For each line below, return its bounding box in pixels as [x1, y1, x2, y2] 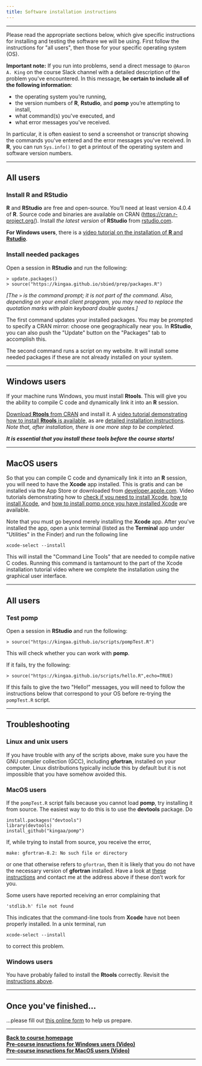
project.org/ [6, 217, 36, 224]
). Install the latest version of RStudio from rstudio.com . [35, 217, 173, 224]
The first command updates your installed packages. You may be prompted [6, 316, 194, 323]
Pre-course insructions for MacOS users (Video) [6, 1047, 130, 1055]
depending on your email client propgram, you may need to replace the [6, 298, 183, 305]
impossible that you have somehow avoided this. [6, 770, 127, 778]
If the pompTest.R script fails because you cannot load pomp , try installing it [6, 799, 193, 806]
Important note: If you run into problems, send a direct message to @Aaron [6, 62, 191, 69]
